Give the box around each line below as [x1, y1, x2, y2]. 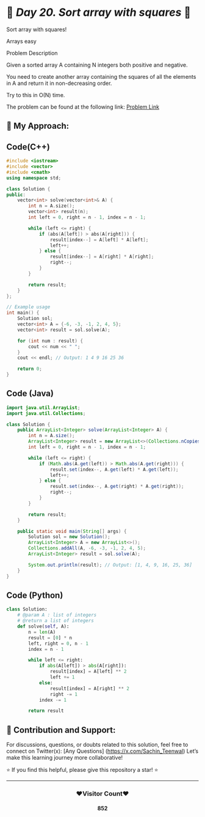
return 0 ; [17, 366, 43, 372]
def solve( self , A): [17, 623, 70, 630]
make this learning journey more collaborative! [6, 754, 123, 761]
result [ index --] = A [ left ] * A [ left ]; [49, 236, 149, 243]
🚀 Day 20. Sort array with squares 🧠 [6, 5, 191, 20]
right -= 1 [49, 691, 78, 697]
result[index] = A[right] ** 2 [49, 685, 130, 692]
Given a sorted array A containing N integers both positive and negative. [6, 61, 188, 68]
